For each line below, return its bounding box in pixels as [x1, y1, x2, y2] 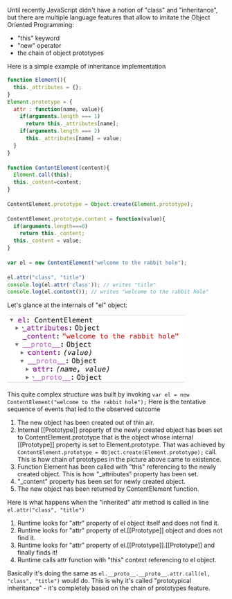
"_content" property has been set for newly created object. [17, 478, 186, 486]
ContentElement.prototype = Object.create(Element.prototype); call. [17, 448, 217, 456]
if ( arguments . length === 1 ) [19, 113, 100, 120]
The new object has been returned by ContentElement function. [17, 485, 199, 493]
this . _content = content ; [13, 179, 82, 186]
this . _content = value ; [13, 237, 82, 245]
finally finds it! [17, 548, 57, 557]
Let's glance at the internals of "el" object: [7, 301, 128, 309]
